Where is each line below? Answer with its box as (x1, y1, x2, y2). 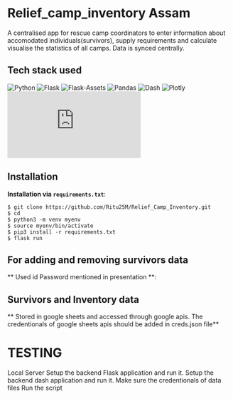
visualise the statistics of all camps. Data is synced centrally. (7, 43, 185, 52)
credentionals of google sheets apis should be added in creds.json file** (7, 320, 220, 328)
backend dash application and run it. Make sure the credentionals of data (7, 376, 222, 385)
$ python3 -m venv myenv (7, 216, 81, 223)
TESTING (7, 345, 63, 361)
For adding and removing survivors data (7, 254, 188, 266)
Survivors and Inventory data (7, 294, 140, 306)
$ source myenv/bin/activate (7, 222, 94, 229)
